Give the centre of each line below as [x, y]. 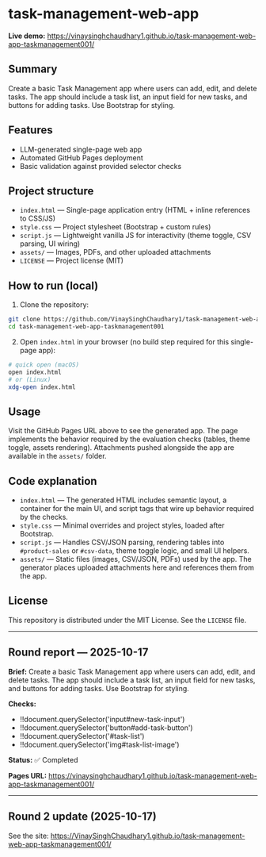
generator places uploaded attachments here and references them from [137, 567]
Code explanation [53, 481]
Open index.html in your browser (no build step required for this [124, 341]
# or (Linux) [30, 379]
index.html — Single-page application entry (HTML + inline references [135, 210]
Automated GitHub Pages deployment [82, 158]
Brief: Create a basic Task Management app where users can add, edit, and [132, 671]
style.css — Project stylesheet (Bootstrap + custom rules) [115, 227]
